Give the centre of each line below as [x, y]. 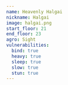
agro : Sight [21, 40]
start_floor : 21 [26, 28]
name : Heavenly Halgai [34, 12]
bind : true [25, 51]
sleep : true [27, 62]
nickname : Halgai [28, 17]
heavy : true [27, 56]
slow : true [25, 67]
